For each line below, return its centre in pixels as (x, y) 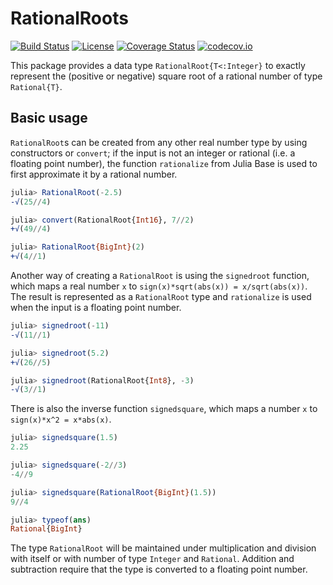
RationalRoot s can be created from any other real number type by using (159, 142)
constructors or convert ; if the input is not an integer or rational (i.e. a (153, 153)
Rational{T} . (36, 86)
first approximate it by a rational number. (94, 174)
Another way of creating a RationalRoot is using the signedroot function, (160, 275)
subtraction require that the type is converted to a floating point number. (159, 569)
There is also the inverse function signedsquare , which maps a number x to (164, 409)
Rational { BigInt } (46, 529)
